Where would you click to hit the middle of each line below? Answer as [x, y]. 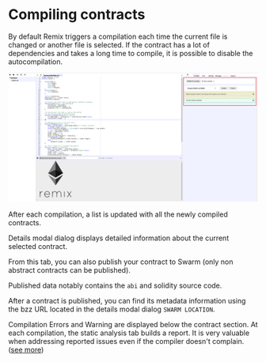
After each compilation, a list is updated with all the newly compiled [118, 214]
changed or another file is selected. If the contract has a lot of [109, 44]
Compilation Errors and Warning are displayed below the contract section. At [133, 324]
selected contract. [38, 246]
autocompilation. [36, 62]
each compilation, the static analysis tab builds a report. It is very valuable [129, 333]
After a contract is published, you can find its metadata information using [127, 300]
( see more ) [26, 349]
